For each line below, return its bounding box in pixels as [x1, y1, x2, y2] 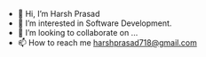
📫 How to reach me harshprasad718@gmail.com [17, 37, 197, 48]
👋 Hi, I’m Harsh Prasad [17, 9, 100, 19]
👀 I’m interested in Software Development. [17, 18, 172, 28]
